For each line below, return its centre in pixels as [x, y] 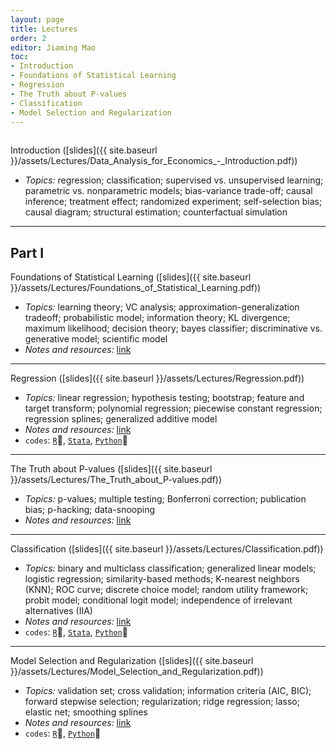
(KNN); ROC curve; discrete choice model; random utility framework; [166, 590]
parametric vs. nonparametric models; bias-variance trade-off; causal [168, 191]
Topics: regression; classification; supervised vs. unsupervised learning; [174, 180]
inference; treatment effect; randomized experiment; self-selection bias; [173, 202]
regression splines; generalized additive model [121, 419]
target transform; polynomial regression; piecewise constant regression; [173, 408]
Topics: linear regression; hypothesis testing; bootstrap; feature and [164, 398]
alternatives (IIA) [58, 611]
